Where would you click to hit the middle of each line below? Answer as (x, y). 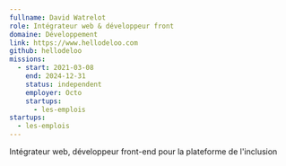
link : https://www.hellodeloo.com (74, 43)
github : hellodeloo (46, 51)
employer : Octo (54, 92)
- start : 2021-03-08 (56, 68)
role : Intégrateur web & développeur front (92, 26)
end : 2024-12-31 (56, 76)
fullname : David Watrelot (57, 17)
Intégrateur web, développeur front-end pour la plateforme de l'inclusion (143, 152)
